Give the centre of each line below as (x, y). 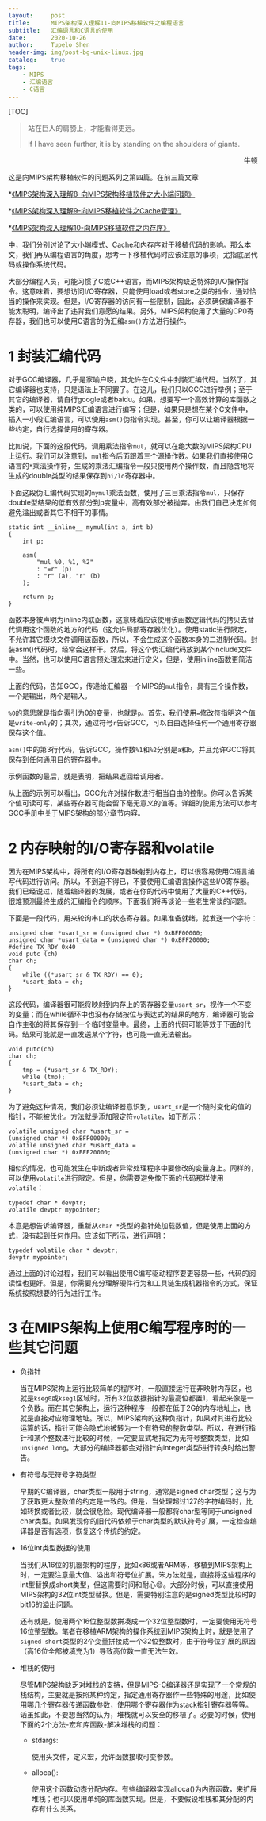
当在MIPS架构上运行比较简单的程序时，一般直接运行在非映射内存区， (132, 1389)
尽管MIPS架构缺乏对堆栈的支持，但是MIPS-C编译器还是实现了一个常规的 (138, 1685)
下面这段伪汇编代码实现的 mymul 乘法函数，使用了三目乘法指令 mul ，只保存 (127, 493)
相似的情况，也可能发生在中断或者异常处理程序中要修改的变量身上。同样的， (133, 1168)
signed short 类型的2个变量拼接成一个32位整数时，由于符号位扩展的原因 (137, 1641)
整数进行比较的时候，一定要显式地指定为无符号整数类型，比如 (148, 1438)
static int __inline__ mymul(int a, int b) (81, 528)
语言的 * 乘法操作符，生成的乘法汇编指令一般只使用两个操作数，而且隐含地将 (131, 466)
